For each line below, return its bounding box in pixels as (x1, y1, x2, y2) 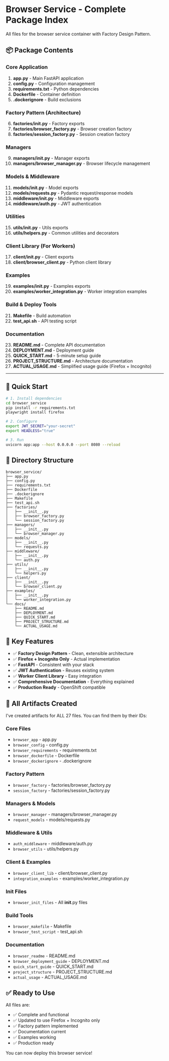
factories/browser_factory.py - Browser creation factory (13, 126, 132, 132)
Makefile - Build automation (13, 312, 71, 318)
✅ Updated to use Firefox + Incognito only (13, 1017, 100, 1023)
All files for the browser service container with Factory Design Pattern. (6, 31, 151, 37)
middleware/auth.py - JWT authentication (13, 200, 102, 207)
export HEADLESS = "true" (6, 429, 56, 434)
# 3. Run (6, 437, 24, 442)
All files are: (6, 1002, 30, 1008)
